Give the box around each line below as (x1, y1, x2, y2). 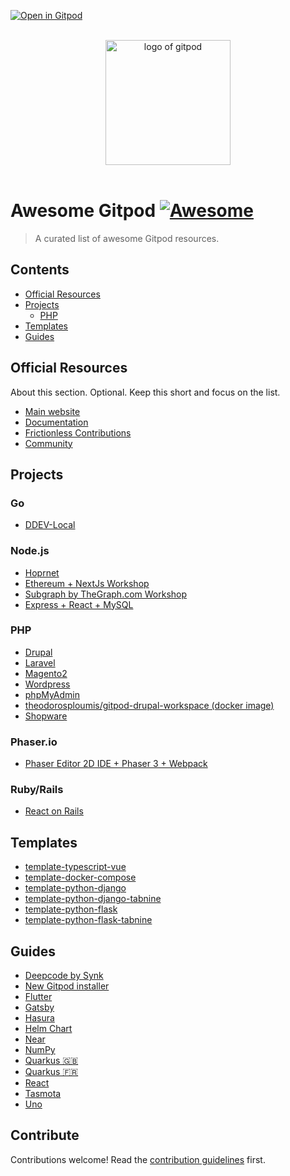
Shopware (24, 710, 68, 722)
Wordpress (24, 678, 71, 690)
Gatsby (24, 1001, 55, 1014)
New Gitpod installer (24, 980, 110, 992)
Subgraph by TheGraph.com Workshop (24, 588, 188, 600)
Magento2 (24, 667, 68, 679)
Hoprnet (24, 566, 60, 579)
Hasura (24, 1012, 55, 1024)
